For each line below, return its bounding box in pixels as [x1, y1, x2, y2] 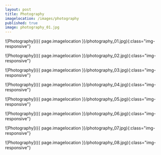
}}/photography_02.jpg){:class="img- [81, 53, 156, 58]
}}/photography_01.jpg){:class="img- [81, 38, 155, 44]
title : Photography [5, 12, 45, 16]
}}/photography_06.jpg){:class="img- [81, 111, 156, 116]
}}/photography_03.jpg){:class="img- [81, 67, 156, 73]
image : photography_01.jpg [5, 25, 60, 30]
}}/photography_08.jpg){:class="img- [81, 140, 156, 145]
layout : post [5, 7, 32, 12]
